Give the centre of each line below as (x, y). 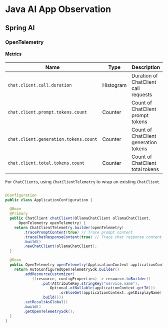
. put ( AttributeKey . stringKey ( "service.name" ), (90, 283)
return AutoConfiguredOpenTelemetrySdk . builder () (67, 269)
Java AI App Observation (58, 9)
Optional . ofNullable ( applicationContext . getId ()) (102, 288)
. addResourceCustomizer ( (49, 274)
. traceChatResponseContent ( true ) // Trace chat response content (93, 237)
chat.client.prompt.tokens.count (47, 112)
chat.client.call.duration (40, 85)
